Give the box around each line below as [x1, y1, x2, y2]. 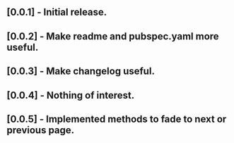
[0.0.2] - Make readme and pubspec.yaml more [6, 30, 220, 42]
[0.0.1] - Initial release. [6, 6, 107, 18]
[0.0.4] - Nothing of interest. [6, 89, 135, 101]
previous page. [6, 124, 75, 136]
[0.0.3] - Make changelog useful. [6, 66, 155, 77]
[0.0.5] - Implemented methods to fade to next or [6, 113, 227, 125]
